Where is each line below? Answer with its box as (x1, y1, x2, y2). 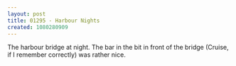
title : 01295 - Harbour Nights (7, 17, 100, 24)
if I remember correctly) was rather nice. (7, 50, 126, 59)
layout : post (7, 10, 46, 18)
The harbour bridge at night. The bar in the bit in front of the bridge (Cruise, (7, 43, 229, 52)
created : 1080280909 (7, 23, 69, 31)
